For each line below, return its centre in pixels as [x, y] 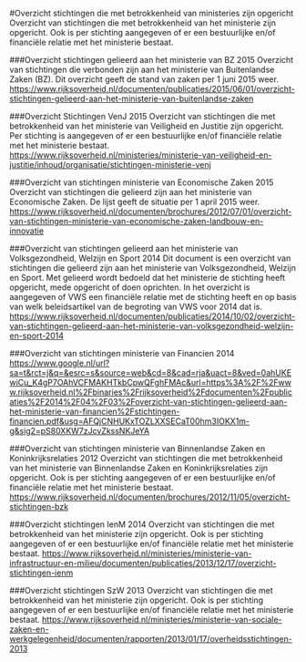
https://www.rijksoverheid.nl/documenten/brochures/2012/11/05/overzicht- [150, 497]
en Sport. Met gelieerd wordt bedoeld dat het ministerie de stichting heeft [147, 278]
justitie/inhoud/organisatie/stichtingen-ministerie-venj [110, 165]
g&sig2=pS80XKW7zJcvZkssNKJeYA [80, 431]
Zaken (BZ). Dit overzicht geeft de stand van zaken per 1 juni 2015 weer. [144, 79]
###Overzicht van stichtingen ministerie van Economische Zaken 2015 [142, 182]
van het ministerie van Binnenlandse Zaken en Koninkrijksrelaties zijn [139, 468]
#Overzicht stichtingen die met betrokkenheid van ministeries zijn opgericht [152, 13]
